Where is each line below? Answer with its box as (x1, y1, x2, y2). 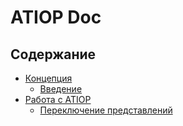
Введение (39, 83, 83, 95)
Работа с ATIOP (24, 94, 92, 105)
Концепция (24, 72, 73, 84)
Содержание (10, 46, 97, 63)
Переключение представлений (39, 104, 173, 116)
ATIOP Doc (10, 6, 102, 29)
